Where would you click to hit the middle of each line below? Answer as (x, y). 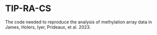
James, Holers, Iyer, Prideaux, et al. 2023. (48, 27)
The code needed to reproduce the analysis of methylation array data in (79, 22)
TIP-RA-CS (28, 9)
